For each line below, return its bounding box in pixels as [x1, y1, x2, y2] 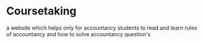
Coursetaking [6, 4, 77, 18]
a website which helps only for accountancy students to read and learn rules [6, 24, 198, 31]
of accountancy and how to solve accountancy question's [6, 30, 151, 37]
